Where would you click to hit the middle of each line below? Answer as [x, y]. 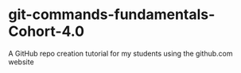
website [21, 62]
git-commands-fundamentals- [112, 15]
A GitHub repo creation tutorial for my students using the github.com [120, 53]
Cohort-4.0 [47, 31]
